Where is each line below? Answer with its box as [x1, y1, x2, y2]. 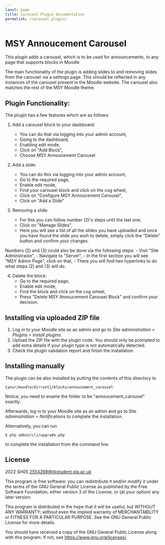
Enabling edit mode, [19, 142, 61, 148]
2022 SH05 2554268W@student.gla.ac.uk [5, 468, 92, 475]
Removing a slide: [12, 207, 48, 213]
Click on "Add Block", [19, 147, 63, 153]
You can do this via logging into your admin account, [19, 172, 127, 178]
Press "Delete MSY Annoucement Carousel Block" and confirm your [19, 294, 158, 300]
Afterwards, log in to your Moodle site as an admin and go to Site [5, 408, 137, 414]
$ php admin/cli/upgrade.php [5, 432, 65, 438]
